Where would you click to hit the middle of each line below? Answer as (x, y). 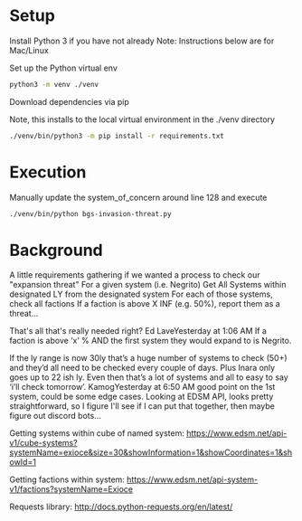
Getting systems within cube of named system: (97, 433)
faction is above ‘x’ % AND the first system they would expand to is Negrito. (151, 341)
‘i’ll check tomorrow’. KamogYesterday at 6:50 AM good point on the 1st (142, 387)
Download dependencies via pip (69, 101)
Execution (48, 172)
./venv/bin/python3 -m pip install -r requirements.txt (117, 136)
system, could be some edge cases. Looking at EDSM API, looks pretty (142, 397)
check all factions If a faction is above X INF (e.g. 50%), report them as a (145, 304)
